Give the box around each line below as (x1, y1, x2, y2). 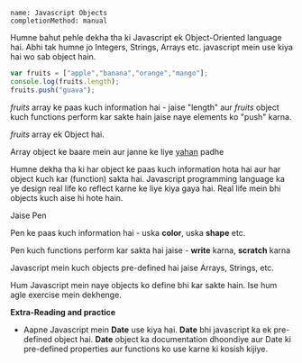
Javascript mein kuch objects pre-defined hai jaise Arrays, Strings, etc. (10, 262, 274, 273)
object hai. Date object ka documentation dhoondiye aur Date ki (54, 333, 292, 344)
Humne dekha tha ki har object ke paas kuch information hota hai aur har (10, 163, 281, 175)
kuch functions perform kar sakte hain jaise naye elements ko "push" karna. (10, 111, 292, 122)
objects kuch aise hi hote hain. (10, 192, 124, 203)
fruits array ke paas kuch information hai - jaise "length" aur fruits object (10, 102, 280, 113)
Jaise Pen (10, 210, 48, 221)
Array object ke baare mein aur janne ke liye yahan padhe (10, 146, 224, 157)
